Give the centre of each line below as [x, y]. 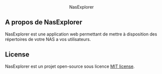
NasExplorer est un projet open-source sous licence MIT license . [70, 66]
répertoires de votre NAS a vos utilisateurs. [48, 39]
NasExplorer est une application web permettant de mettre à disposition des [81, 34]
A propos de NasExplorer [44, 22]
